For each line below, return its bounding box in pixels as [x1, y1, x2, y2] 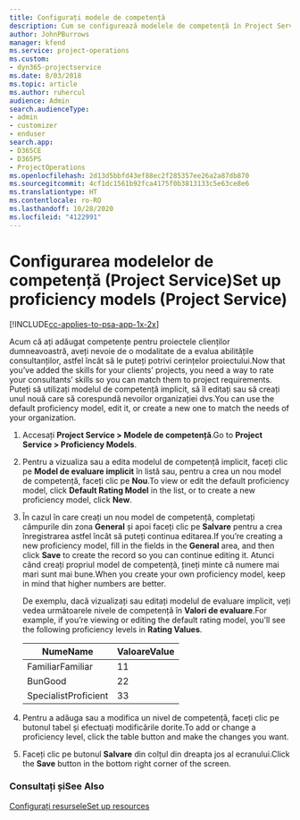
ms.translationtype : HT [9, 188, 98, 197]
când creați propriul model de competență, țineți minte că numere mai [21, 559, 279, 570]
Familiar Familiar [26, 660, 94, 672]
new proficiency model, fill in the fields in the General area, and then [21, 540, 275, 551]
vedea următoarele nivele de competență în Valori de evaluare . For [21, 604, 268, 615]
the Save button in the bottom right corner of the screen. [21, 757, 232, 769]
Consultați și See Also [9, 780, 104, 792]
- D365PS [9, 154, 42, 164]
